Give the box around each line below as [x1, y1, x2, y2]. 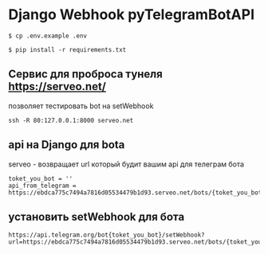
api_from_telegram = [8, 182, 77, 190]
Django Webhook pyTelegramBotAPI [8, 6, 255, 24]
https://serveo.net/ [8, 80, 106, 93]
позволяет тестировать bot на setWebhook [8, 101, 154, 111]
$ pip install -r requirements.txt [8, 45, 127, 53]
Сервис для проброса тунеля [8, 68, 164, 81]
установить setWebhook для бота [8, 209, 185, 224]
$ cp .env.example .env [8, 32, 88, 40]
